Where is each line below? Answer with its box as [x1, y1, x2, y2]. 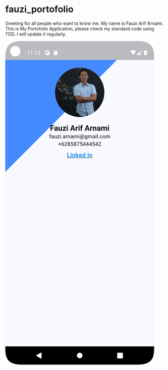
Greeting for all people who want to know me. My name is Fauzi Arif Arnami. [5, 20, 163, 26]
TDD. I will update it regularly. [5, 31, 67, 37]
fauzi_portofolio [5, 4, 74, 15]
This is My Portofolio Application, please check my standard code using [5, 25, 154, 31]
